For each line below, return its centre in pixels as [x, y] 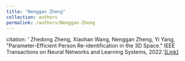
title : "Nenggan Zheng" [36, 12]
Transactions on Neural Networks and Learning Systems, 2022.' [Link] [92, 52]
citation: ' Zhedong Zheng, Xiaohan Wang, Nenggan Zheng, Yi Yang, [91, 40]
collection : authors [32, 17]
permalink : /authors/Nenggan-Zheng [51, 23]
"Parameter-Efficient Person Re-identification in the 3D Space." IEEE [91, 46]
